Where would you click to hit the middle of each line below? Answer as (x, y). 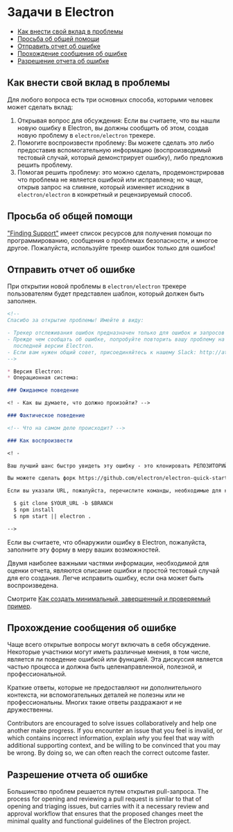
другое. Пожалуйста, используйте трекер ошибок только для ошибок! (112, 248)
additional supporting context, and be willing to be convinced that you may (114, 746)
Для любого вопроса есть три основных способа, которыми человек (110, 99)
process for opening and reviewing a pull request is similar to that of (104, 799)
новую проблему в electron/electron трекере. (86, 135)
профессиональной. (37, 674)
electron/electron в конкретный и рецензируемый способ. (105, 194)
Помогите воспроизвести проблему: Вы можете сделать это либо (116, 143)
